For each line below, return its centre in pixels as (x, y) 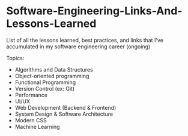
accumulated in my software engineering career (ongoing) (78, 47)
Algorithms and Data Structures (54, 69)
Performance (31, 95)
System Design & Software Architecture (64, 114)
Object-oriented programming (52, 76)
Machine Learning (37, 126)
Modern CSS (31, 120)
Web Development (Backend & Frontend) (65, 107)
